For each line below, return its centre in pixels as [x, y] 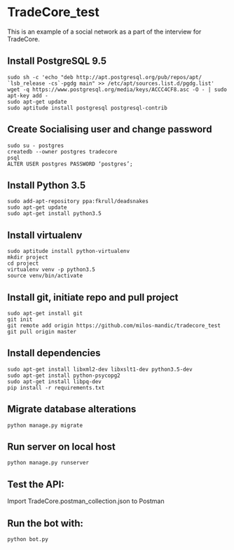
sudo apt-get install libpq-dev [54, 381]
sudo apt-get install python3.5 [54, 214]
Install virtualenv [45, 235]
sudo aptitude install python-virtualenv [69, 252]
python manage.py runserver [48, 463]
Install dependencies [54, 353]
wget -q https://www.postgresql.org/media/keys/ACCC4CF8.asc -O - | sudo [117, 89]
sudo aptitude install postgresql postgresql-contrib [88, 108]
